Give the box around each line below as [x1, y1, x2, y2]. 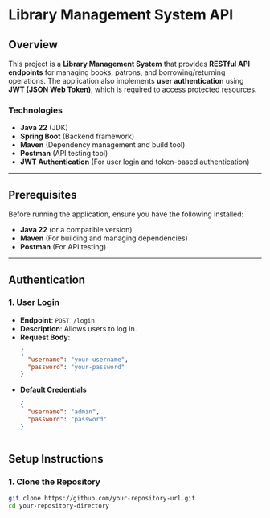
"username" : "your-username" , [27, 356, 129, 364]
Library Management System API [8, 6, 234, 24]
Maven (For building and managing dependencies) [19, 233, 189, 243]
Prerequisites [8, 187, 77, 202]
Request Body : [19, 332, 71, 342]
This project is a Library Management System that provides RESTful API [8, 59, 251, 68]
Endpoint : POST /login [19, 315, 95, 325]
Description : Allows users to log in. [19, 323, 137, 333]
